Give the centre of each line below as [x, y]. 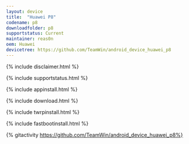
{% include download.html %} [42, 101]
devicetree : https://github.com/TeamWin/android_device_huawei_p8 [89, 50]
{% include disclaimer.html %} [42, 66]
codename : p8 [22, 22]
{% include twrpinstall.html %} [43, 112]
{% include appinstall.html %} [42, 89]
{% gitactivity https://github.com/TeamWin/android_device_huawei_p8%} [94, 135]
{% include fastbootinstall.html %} [47, 123]
